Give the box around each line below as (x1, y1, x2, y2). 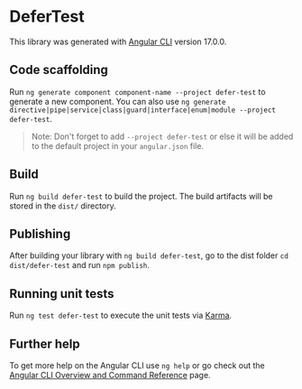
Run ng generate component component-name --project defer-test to (9, 86, 266, 97)
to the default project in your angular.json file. (31, 140, 205, 151)
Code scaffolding (9, 62, 108, 78)
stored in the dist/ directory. (9, 200, 117, 211)
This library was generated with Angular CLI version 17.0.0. (9, 36, 227, 47)
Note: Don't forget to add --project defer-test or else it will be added (31, 131, 294, 142)
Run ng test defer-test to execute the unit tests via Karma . (9, 310, 233, 321)
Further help (9, 336, 81, 351)
